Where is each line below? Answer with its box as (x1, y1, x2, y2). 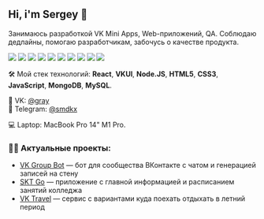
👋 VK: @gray (8, 95, 50, 105)
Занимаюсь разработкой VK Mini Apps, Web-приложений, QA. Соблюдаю (8, 28, 257, 38)
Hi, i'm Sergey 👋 (8, 8, 88, 21)
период (19, 202, 46, 212)
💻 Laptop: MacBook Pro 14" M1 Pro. (8, 120, 126, 129)
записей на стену (19, 169, 79, 178)
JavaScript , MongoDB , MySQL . (8, 80, 113, 90)
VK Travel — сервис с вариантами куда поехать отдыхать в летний (19, 194, 246, 203)
